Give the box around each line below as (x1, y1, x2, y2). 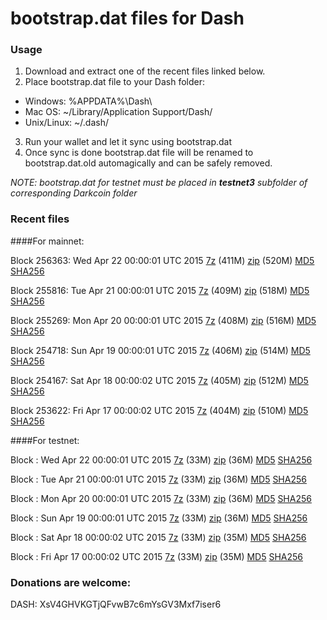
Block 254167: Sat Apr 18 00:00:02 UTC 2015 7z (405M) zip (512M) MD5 (10, 374, 309, 386)
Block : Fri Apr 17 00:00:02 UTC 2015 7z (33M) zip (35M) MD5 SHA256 (10, 550, 303, 562)
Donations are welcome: (10, 575, 132, 589)
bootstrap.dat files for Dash (10, 7, 245, 30)
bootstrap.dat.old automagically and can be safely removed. (24, 157, 273, 169)
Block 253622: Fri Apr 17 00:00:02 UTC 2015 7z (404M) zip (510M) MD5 (10, 404, 309, 416)
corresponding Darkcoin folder (10, 187, 138, 199)
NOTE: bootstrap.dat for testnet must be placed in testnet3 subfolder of (10, 177, 308, 189)
